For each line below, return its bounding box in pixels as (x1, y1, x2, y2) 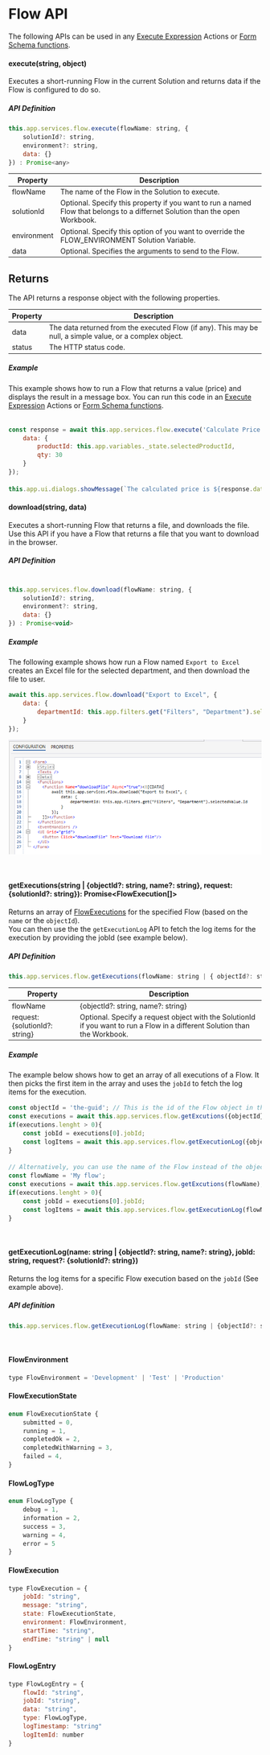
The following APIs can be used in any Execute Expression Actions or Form (8, 31, 257, 41)
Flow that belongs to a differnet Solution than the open (59, 207, 240, 216)
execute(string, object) (8, 58, 87, 68)
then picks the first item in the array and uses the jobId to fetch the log (8, 1079, 243, 1089)
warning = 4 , (22, 1530, 67, 1539)
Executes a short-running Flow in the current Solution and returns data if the (8, 76, 261, 86)
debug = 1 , (22, 1506, 59, 1514)
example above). (8, 1282, 63, 1292)
